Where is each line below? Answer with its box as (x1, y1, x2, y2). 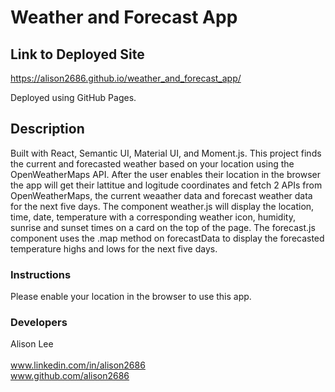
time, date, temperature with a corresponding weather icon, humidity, (10, 211, 296, 223)
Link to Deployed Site (10, 46, 145, 63)
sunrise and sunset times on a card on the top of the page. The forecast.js (10, 221, 316, 233)
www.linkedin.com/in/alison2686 (10, 359, 146, 371)
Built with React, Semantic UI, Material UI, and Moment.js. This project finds (10, 147, 322, 159)
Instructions (10, 267, 72, 281)
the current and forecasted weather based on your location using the (10, 157, 295, 170)
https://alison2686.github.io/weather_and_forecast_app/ (10, 72, 242, 84)
